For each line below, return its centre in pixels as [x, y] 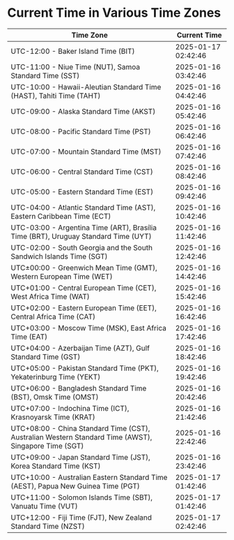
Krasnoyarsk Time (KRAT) [53, 417]
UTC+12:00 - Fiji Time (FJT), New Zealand [81, 517]
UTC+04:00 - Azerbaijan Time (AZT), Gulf [80, 348]
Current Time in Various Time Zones [114, 13]
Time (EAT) [29, 337]
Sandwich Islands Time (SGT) [59, 256]
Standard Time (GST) [46, 356]
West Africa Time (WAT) [50, 296]
